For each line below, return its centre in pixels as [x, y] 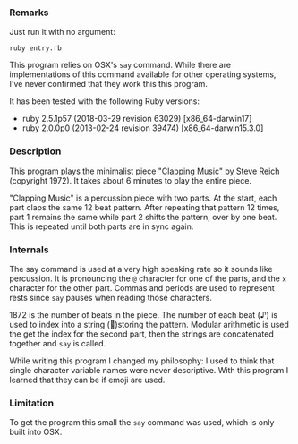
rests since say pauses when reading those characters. [111, 297]
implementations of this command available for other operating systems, [143, 74]
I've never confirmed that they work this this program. [109, 84]
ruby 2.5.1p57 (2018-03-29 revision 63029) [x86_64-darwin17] [137, 119]
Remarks [29, 13]
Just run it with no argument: [63, 32]
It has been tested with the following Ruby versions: [104, 101]
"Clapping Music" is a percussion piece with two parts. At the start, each [143, 198]
